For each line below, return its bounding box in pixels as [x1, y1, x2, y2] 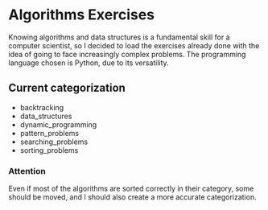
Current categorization [8, 81, 126, 95]
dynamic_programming [19, 119, 97, 130]
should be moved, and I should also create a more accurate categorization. [8, 192, 257, 202]
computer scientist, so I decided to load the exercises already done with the [8, 40, 260, 50]
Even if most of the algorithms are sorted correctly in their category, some [8, 183, 254, 194]
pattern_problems [19, 128, 79, 138]
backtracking [19, 102, 64, 112]
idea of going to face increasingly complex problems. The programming [8, 49, 246, 59]
